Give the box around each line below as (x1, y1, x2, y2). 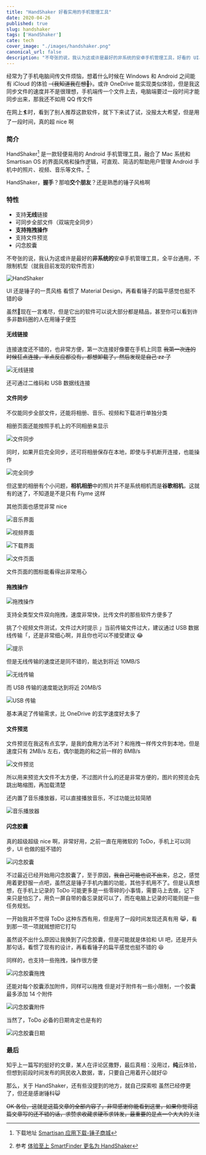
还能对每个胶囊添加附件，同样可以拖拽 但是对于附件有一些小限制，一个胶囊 (6, 983, 196, 990)
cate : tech (6, 37, 34, 44)
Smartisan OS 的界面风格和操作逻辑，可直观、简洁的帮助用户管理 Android (6, 158, 193, 165)
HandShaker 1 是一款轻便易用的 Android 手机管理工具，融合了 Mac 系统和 (6, 149, 191, 157)
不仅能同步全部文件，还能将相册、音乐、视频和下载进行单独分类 (6, 409, 167, 416)
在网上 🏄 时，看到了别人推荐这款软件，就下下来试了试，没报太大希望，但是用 (6, 108, 200, 115)
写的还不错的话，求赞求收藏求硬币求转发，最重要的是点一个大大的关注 (22, 1110, 200, 1118)
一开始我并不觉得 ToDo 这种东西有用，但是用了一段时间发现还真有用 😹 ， (6, 915, 192, 922)
